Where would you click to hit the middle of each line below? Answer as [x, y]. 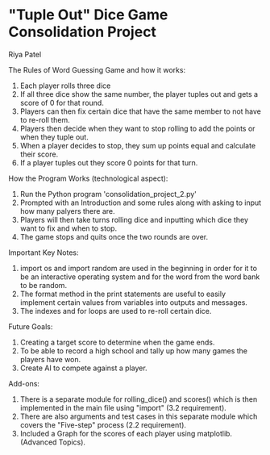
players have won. [50, 359]
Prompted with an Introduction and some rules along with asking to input [141, 202]
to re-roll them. [45, 119]
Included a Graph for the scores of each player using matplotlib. [126, 433]
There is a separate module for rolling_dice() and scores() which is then [139, 399]
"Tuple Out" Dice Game [88, 15]
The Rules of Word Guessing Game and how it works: [97, 69]
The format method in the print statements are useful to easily [123, 294]
